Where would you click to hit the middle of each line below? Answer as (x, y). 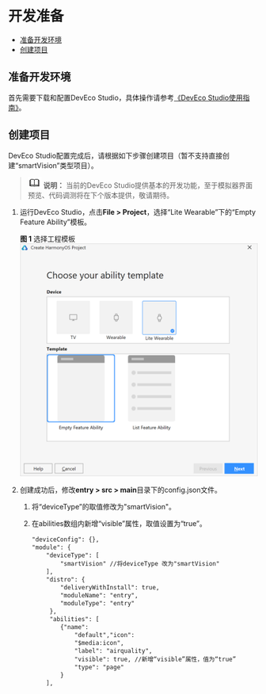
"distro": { (66, 580)
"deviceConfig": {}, (65, 540)
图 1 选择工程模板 (47, 238)
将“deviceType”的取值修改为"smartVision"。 (104, 507)
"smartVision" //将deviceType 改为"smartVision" (140, 564)
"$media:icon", (99, 643)
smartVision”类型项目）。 (59, 165)
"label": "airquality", (113, 651)
